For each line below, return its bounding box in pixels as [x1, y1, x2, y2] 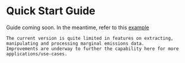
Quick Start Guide [6, 4, 96, 18]
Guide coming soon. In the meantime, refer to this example [6, 24, 149, 31]
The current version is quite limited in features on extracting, [6, 35, 174, 41]
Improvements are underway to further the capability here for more [6, 46, 179, 52]
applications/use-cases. [6, 51, 68, 57]
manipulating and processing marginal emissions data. [6, 40, 145, 46]
